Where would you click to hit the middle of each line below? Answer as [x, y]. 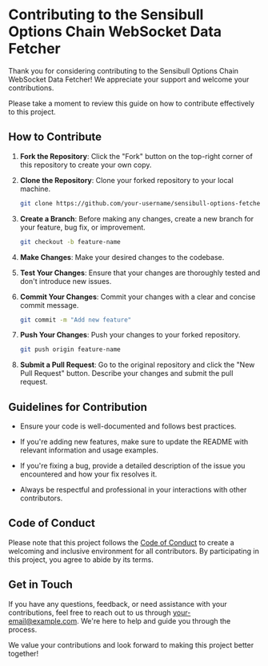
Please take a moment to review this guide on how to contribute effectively [131, 103]
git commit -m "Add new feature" [76, 320]
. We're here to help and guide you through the [154, 620]
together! [23, 653]
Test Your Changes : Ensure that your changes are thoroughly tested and [140, 273]
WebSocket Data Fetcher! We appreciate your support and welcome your [129, 79]
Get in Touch [41, 585]
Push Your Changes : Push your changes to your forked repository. [130, 335]
